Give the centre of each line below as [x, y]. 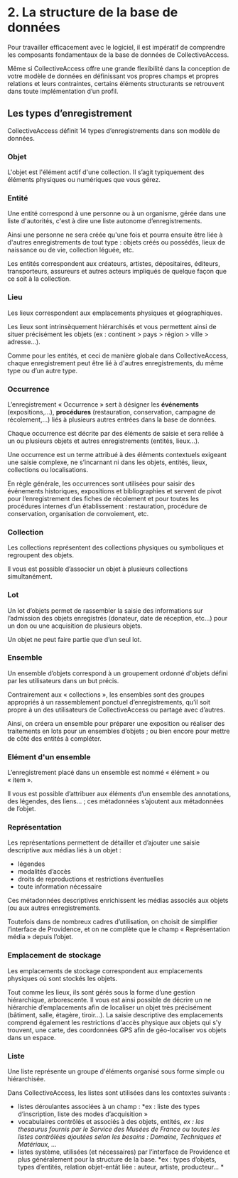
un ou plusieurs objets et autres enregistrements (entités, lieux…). [104, 441]
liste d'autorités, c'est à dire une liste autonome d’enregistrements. [105, 221]
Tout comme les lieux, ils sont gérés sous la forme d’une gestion [101, 992]
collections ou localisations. [48, 469]
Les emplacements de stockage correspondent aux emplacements [105, 970]
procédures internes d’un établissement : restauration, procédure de [107, 506]
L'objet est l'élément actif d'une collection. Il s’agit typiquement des [106, 172]
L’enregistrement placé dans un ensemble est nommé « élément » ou [108, 773]
